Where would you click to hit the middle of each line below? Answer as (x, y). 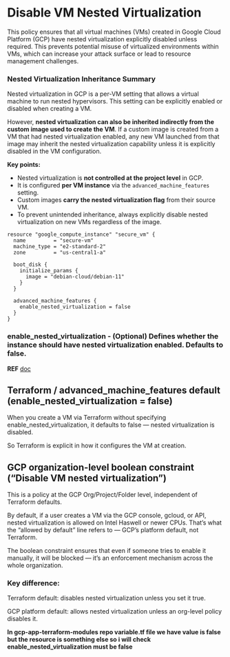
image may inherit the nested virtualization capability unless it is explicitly (111, 144)
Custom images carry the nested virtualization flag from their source (116, 200)
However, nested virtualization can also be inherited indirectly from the (111, 122)
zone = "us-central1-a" (60, 253)
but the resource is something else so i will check (79, 640)
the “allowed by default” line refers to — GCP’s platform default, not (103, 530)
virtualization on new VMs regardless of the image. (89, 222)
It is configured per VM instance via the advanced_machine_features (113, 185)
